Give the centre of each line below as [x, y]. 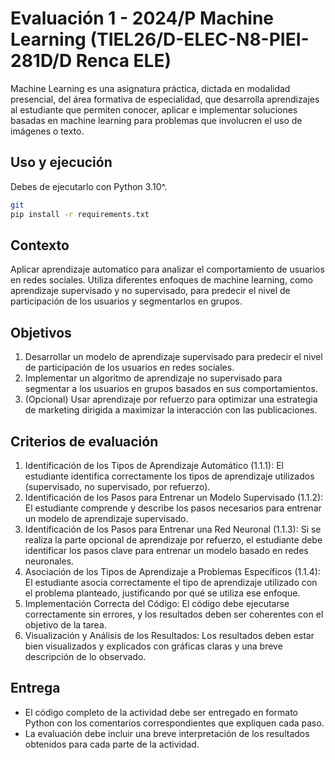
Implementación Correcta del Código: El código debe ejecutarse [157, 603]
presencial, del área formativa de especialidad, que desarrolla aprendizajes [165, 99]
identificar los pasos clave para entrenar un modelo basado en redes [166, 550]
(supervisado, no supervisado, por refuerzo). [117, 486]
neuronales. [49, 561]
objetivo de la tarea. [65, 624]
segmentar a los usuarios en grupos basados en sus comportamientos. [171, 389]
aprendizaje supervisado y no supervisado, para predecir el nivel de [150, 291]
